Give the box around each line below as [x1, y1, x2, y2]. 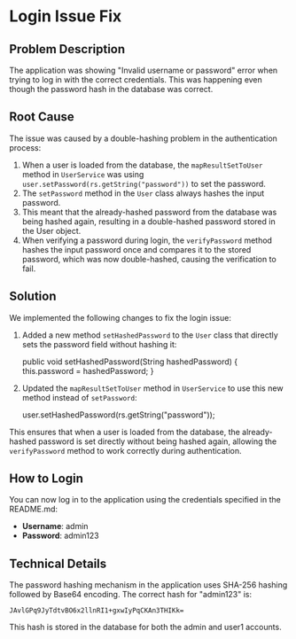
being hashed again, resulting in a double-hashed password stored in [21, 215, 277, 227]
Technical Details [9, 556, 107, 571]
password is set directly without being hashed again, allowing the [38, 436, 277, 447]
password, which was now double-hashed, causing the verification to [21, 253, 277, 264]
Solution [9, 289, 57, 304]
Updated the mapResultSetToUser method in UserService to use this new [21, 383, 284, 394]
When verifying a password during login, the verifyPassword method [21, 235, 273, 245]
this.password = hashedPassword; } [21, 365, 154, 376]
